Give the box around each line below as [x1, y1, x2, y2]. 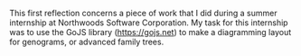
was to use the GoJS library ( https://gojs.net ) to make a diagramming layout [9, 27, 292, 37]
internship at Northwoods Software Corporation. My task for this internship [9, 17, 288, 28]
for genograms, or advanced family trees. [9, 36, 165, 47]
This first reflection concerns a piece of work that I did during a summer [9, 8, 277, 18]
